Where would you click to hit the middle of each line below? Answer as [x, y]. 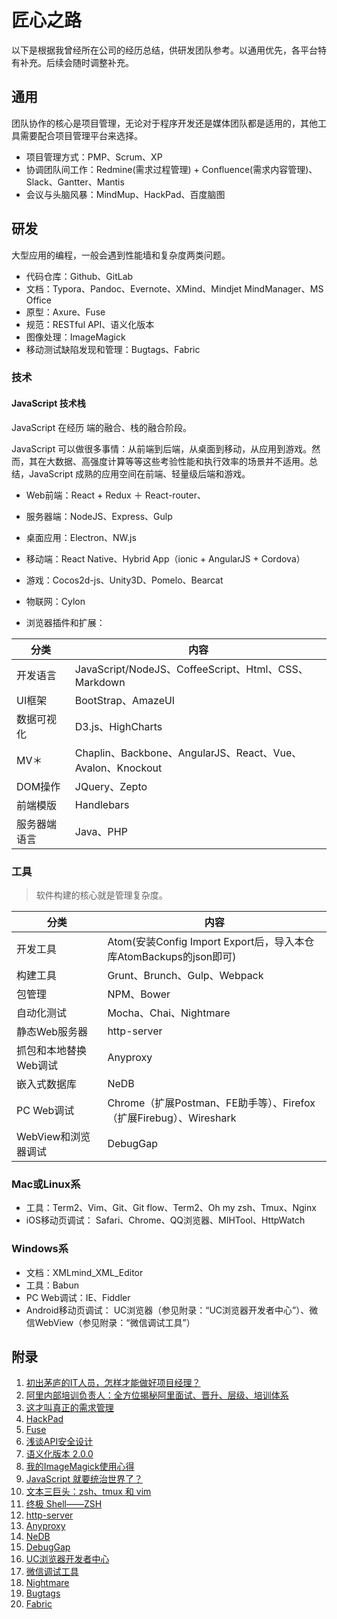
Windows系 [40, 1249]
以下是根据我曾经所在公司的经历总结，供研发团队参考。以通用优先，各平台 [164, 50]
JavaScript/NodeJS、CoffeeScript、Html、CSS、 [191, 669]
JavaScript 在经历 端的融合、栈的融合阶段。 [102, 427]
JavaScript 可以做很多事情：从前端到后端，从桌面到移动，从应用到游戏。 [162, 448]
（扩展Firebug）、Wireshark [172, 1118]
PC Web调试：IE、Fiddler [78, 1297]
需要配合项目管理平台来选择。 [81, 135]
